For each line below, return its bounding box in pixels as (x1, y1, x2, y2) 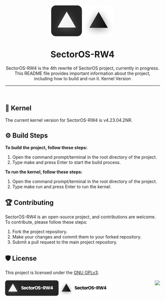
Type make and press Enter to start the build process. (12, 159, 121, 165)
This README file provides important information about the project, (14, 70, 151, 76)
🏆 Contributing (5, 198, 54, 207)
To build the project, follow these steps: (5, 144, 88, 150)
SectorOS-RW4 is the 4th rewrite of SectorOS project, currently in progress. (5, 65, 160, 71)
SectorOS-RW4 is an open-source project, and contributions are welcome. (5, 214, 156, 220)
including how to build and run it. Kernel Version (34, 75, 131, 81)
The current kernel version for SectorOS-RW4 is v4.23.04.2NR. (5, 117, 133, 123)
